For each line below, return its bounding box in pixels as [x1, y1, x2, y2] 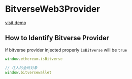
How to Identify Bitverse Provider [5, 34, 109, 42]
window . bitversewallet [5, 70, 52, 75]
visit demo [5, 20, 26, 26]
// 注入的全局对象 [5, 65, 38, 70]
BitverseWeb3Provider [5, 3, 100, 15]
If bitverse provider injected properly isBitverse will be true [5, 47, 127, 53]
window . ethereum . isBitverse [5, 56, 63, 61]
